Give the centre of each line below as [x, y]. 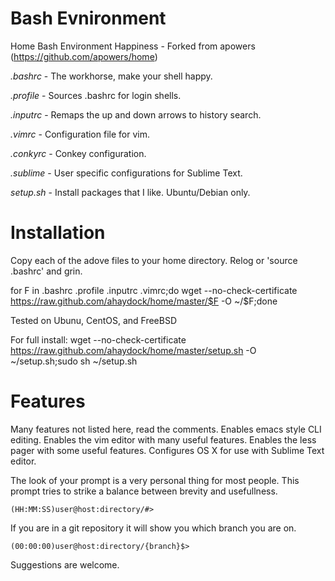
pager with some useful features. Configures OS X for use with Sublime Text [167, 450]
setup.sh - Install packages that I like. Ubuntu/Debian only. [130, 192]
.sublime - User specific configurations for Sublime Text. [126, 173]
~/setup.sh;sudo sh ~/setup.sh [74, 361]
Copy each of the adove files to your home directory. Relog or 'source [154, 260]
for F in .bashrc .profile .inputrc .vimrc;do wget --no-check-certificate [154, 290]
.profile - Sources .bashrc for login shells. [96, 95]
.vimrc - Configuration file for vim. [80, 134]
